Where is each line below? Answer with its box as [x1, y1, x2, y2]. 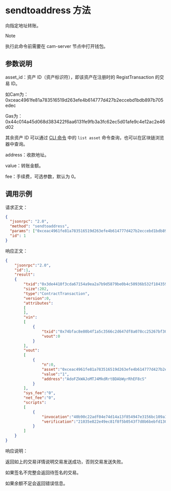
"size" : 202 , [23, 286, 49, 292]
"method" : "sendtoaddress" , [10, 224, 70, 229]
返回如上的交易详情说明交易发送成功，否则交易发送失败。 [5, 458, 126, 465]
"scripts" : [23, 400, 47, 405]
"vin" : [23, 315, 38, 320]
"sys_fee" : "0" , [23, 391, 56, 396]
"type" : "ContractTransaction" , [23, 291, 90, 296]
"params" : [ [10, 229, 36, 234]
